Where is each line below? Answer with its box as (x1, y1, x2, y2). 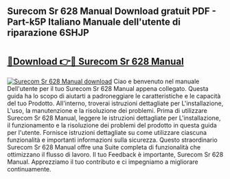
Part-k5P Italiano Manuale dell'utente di (7, 17, 181, 28)
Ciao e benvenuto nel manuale (113, 77, 200, 85)
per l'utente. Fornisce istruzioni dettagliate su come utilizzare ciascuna (7, 129, 207, 136)
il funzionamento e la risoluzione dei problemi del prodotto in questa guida (7, 121, 218, 129)
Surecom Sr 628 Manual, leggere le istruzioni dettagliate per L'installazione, (7, 114, 221, 122)
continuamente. (7, 165, 51, 173)
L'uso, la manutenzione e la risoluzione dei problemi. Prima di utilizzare (7, 107, 208, 114)
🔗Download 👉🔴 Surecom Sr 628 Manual (7, 55, 184, 67)
